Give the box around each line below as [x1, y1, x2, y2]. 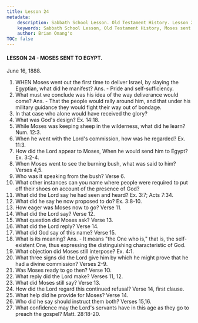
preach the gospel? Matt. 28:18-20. [15, 311, 100, 318]
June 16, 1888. [6, 67, 42, 74]
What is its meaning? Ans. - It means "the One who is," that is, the [15, 235, 175, 242]
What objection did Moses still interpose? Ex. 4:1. [15, 248, 135, 255]
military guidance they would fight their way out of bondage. [15, 104, 162, 111]
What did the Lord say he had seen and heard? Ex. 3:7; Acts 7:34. [15, 192, 174, 199]
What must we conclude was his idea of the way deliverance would [15, 91, 179, 98]
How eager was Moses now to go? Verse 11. [15, 204, 122, 211]
